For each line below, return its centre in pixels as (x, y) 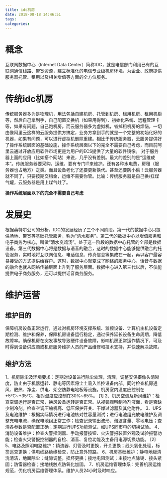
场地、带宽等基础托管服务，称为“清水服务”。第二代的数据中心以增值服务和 (85, 236)
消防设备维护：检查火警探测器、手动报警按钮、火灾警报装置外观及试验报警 (81, 433)
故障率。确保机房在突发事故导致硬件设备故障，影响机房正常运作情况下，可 (81, 341)
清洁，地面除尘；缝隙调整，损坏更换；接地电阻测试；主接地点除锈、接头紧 (85, 458)
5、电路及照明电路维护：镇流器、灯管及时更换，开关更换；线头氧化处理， (81, 445)
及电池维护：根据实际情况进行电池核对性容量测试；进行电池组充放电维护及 (81, 414)
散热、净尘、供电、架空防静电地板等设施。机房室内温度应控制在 (79, 389)
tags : (11, 19)
